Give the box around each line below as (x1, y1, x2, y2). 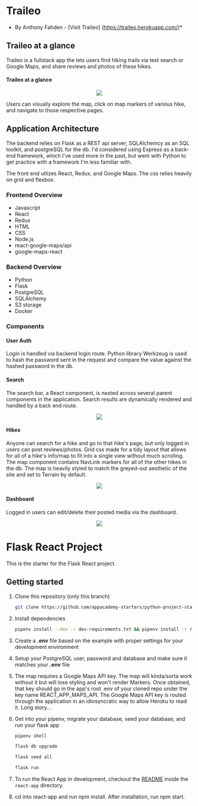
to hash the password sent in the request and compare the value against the (6, 356, 192, 364)
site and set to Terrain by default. (6, 471, 87, 478)
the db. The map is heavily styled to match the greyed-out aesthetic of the (6, 465, 187, 472)
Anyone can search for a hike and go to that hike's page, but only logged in (6, 439, 189, 446)
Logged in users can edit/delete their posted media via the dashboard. (6, 509, 177, 516)
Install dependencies (14, 615, 66, 622)
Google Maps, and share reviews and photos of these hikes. (6, 63, 152, 70)
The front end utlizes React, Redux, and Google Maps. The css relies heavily (6, 169, 192, 177)
